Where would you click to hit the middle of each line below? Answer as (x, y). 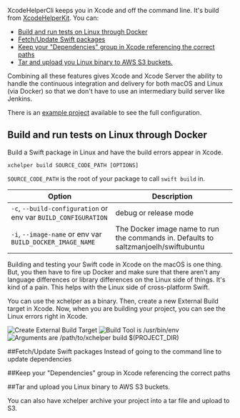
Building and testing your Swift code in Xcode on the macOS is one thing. (115, 264)
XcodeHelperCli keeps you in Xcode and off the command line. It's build (113, 10)
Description (172, 196)
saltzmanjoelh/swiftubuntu (160, 247)
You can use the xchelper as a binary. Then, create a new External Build (113, 301)
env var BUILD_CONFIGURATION (59, 217)
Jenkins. (20, 99)
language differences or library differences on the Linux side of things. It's (116, 279)
